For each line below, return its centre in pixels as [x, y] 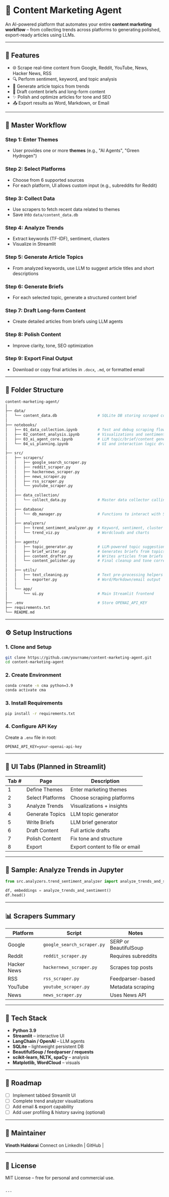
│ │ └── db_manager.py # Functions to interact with [83, 514]
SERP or [119, 941]
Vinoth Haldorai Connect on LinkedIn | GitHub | [55, 1145]
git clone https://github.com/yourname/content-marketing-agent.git [78, 657]
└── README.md [20, 612]
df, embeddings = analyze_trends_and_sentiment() [58, 891]
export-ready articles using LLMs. [40, 35]
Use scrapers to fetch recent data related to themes [66, 209]
